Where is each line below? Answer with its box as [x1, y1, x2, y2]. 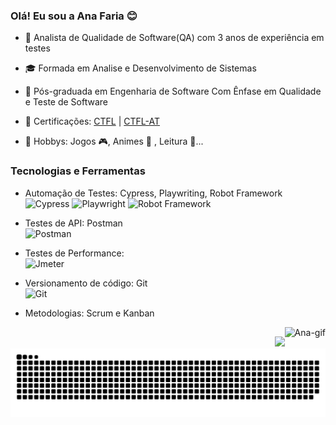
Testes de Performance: [24, 247, 125, 259]
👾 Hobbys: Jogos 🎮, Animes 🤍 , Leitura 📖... [24, 135, 204, 148]
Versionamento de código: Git [24, 277, 148, 289]
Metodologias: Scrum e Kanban [24, 307, 155, 319]
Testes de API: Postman [24, 217, 123, 229]
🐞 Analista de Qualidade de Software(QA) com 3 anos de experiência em [24, 32, 325, 44]
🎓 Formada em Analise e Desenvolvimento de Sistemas [24, 62, 257, 74]
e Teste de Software [24, 96, 108, 108]
